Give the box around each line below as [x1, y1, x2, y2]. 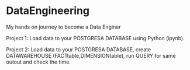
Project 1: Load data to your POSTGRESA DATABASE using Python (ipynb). [6, 34, 185, 41]
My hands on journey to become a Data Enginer [6, 23, 121, 30]
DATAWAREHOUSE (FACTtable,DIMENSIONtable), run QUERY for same [6, 52, 177, 59]
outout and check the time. [6, 58, 71, 65]
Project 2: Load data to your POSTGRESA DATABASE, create [6, 45, 151, 53]
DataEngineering [6, 4, 89, 17]
